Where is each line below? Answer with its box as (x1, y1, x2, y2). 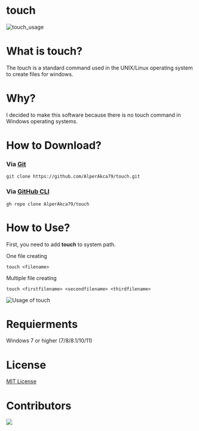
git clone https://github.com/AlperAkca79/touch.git (6, 174, 140, 180)
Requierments (6, 317, 78, 331)
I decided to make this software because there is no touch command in (6, 111, 181, 119)
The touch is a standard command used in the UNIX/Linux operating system (6, 64, 193, 71)
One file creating (6, 252, 48, 259)
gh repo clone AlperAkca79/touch (6, 201, 90, 207)
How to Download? (6, 139, 102, 152)
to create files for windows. (6, 70, 74, 78)
